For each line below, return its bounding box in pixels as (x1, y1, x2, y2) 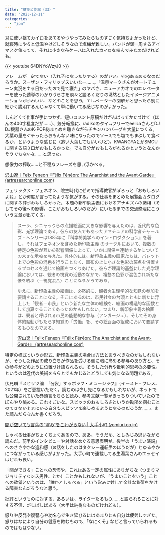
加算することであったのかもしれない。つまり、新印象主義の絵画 (26, 306, 155, 312)
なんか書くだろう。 (26, 411, 65, 417)
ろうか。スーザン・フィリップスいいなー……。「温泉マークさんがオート (5, 79, 148, 85)
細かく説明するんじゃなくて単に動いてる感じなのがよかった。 (5, 104, 130, 110)
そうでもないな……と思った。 (5, 151, 65, 157)
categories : (5, 16, 29, 21)
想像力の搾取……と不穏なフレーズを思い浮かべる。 (5, 161, 107, 167)
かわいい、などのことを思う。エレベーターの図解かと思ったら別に (26, 98, 160, 103)
